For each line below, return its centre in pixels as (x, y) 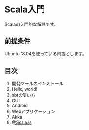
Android (20, 105)
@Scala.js (22, 122)
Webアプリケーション (33, 111)
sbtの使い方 (23, 95)
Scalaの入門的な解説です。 (31, 24)
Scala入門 (25, 10)
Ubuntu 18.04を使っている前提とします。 (45, 53)
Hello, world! (24, 89)
